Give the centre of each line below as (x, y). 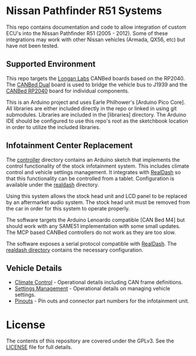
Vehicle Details (34, 268)
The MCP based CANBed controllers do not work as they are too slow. (91, 232)
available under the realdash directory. (53, 184)
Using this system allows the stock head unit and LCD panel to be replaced (97, 196)
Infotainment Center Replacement (70, 146)
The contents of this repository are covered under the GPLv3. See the (90, 341)
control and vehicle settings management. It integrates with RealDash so (93, 172)
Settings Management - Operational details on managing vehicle (92, 289)
